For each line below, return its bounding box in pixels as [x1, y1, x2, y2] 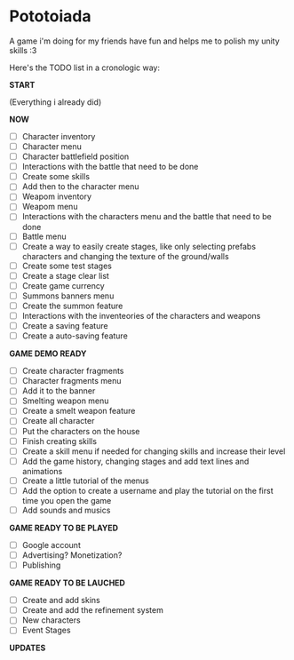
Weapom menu [21, 202, 78, 212]
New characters [21, 615, 82, 625]
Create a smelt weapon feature [21, 406, 136, 417]
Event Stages [21, 624, 71, 636]
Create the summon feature [21, 300, 123, 311]
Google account [21, 539, 82, 550]
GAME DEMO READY [9, 348, 87, 359]
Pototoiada [9, 6, 91, 27]
